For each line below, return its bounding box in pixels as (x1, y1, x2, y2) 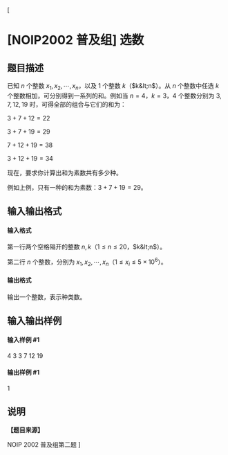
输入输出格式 (7, 206, 62, 217)
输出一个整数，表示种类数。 (7, 293, 86, 301)
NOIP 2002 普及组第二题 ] (7, 440, 81, 449)
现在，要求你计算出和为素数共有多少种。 (7, 168, 122, 177)
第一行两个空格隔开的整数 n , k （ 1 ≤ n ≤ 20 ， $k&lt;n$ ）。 (7, 242, 167, 251)
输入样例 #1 (7, 336, 40, 344)
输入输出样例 (7, 315, 62, 327)
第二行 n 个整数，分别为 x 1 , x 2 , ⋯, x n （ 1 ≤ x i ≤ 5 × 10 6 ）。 (7, 256, 167, 267)
